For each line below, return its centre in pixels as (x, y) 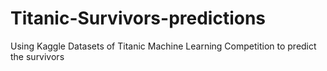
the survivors (37, 56)
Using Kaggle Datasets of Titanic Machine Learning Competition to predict (163, 46)
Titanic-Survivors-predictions (138, 18)
